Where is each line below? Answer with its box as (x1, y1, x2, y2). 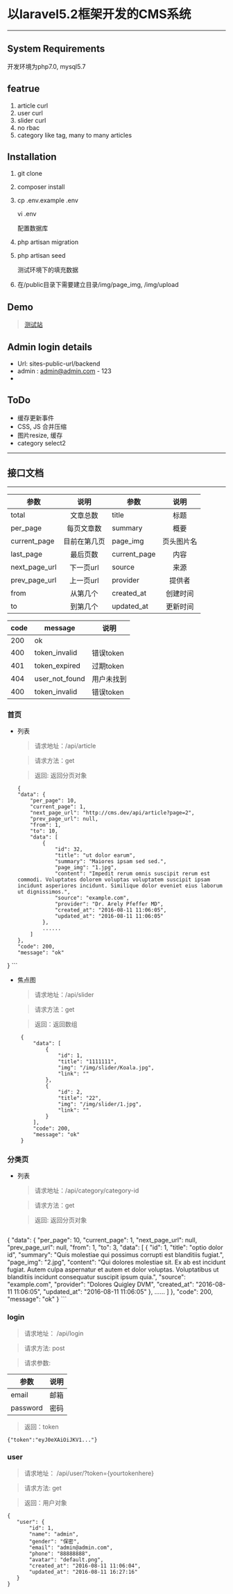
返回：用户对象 (24, 1498, 67, 1506)
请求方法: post (24, 1344, 65, 1352)
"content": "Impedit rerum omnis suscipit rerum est (54, 870, 210, 877)
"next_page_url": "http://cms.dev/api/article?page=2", (30, 809, 195, 816)
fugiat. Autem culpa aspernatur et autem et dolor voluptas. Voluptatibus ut (7, 1265, 219, 1274)
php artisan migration (17, 238, 78, 247)
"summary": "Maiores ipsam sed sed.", (54, 857, 167, 865)
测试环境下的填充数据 (17, 265, 78, 274)
